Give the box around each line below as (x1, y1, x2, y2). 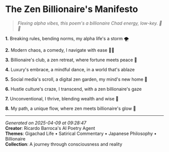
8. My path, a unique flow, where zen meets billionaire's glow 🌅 (5, 105, 136, 111)
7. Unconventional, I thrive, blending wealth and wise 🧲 (5, 95, 119, 101)
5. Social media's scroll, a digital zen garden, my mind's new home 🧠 (5, 76, 147, 82)
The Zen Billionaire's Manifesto (5, 4, 138, 15)
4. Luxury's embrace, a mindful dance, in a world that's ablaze (5, 66, 135, 72)
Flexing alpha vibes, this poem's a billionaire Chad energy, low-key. (17, 20, 158, 26)
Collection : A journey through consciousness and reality (5, 141, 122, 147)
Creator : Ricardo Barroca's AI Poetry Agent (5, 125, 96, 131)
